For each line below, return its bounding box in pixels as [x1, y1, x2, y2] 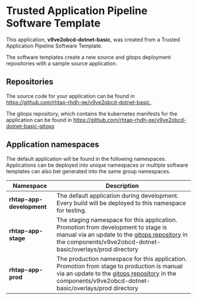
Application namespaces [6, 140, 100, 150]
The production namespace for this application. [56, 254, 187, 262]
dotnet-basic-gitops [6, 122, 55, 130]
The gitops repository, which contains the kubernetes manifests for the [6, 110, 178, 117]
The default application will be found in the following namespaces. [6, 155, 167, 162]
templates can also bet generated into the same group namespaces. [6, 167, 171, 174]
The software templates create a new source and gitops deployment [6, 53, 171, 60]
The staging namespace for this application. [56, 215, 178, 224]
